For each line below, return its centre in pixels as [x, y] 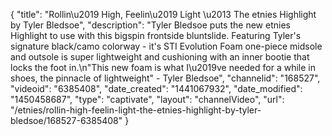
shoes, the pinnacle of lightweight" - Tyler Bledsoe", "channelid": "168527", [165, 78]
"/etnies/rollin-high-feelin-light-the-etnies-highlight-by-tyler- [136, 110]
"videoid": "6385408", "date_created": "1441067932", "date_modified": [156, 88]
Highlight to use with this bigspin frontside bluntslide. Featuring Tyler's [156, 35]
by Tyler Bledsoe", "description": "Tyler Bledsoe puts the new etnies [150, 25]
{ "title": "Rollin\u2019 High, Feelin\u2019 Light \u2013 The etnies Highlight [163, 14]
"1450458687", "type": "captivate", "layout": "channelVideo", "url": [147, 99]
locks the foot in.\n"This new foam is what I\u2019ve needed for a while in [163, 67]
